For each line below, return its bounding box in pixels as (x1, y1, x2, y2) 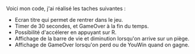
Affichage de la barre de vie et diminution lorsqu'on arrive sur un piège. (14, 35, 190, 42)
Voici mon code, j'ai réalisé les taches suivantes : (6, 5, 126, 12)
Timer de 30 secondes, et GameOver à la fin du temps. (14, 23, 149, 29)
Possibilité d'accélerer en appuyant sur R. (14, 29, 117, 36)
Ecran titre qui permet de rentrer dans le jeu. (14, 16, 123, 23)
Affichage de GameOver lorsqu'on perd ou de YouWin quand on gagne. (14, 41, 190, 48)
